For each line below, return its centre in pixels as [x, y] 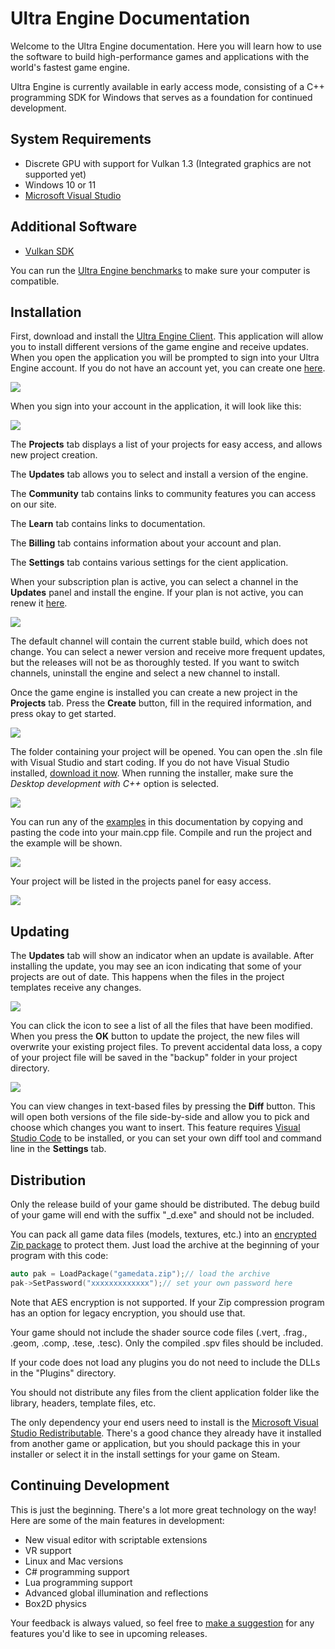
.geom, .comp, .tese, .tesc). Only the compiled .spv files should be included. [167, 1343]
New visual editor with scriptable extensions [116, 1539]
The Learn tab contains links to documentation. [108, 524]
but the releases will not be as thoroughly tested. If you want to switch [155, 663]
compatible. [35, 281]
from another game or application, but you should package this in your [155, 1443]
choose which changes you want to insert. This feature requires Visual [155, 1128]
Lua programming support [78, 1582]
